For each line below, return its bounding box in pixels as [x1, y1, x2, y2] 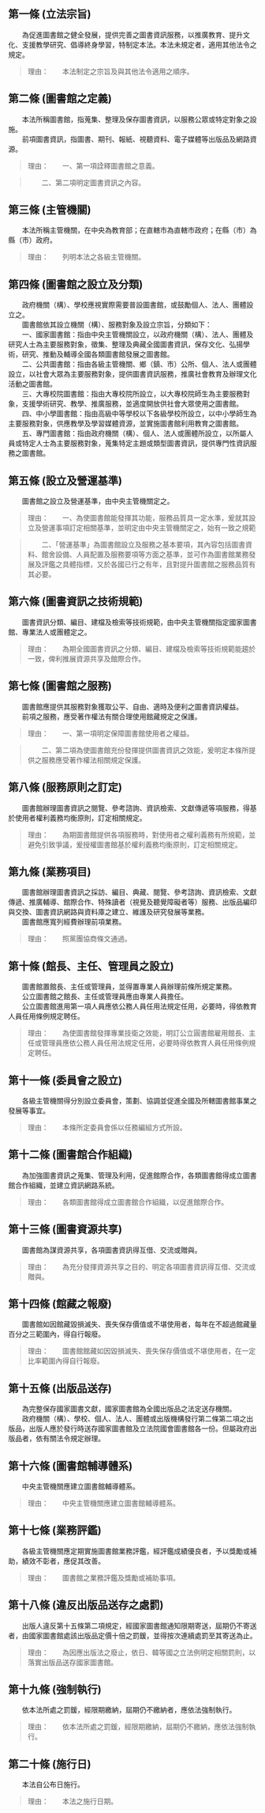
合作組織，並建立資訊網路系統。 [14, 1180, 119, 1190]
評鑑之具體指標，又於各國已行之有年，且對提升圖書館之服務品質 [41, 560, 249, 570]
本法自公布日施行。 [21, 1780, 84, 1789]
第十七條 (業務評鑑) [8, 1523, 102, 1537]
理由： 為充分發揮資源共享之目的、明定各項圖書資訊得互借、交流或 [27, 1262, 256, 1271]
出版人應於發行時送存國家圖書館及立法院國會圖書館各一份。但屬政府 [28, 1424, 250, 1433]
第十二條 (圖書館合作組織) [8, 1148, 132, 1161]
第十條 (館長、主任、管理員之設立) [8, 959, 174, 973]
